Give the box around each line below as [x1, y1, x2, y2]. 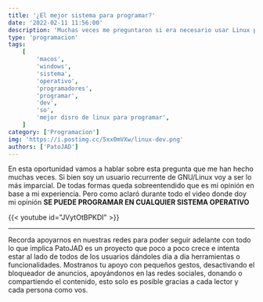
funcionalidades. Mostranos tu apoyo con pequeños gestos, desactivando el [8, 260, 255, 270]
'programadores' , [36, 84, 92, 93]
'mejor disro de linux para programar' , [36, 114, 170, 122]
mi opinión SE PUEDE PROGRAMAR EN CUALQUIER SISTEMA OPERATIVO [8, 198, 250, 207]
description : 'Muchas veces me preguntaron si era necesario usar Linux [8, 26, 250, 34]
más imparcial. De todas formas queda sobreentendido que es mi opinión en [8, 181, 254, 191]
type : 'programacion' [8, 33, 79, 42]
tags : [8, 41, 26, 49]
